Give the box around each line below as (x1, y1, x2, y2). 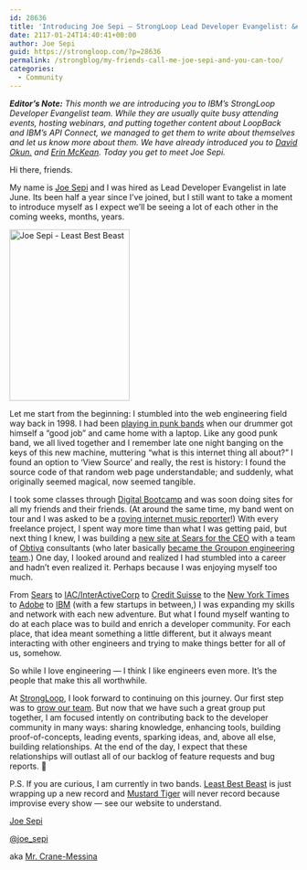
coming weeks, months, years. (9, 211, 125, 222)
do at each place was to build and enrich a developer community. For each (9, 618, 291, 629)
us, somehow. (9, 647, 62, 658)
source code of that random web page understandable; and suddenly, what (9, 466, 294, 477)
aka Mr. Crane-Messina (9, 851, 98, 862)
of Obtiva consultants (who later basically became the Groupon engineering (9, 542, 295, 553)
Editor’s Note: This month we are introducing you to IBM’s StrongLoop (9, 98, 276, 109)
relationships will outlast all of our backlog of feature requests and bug (9, 750, 276, 761)
